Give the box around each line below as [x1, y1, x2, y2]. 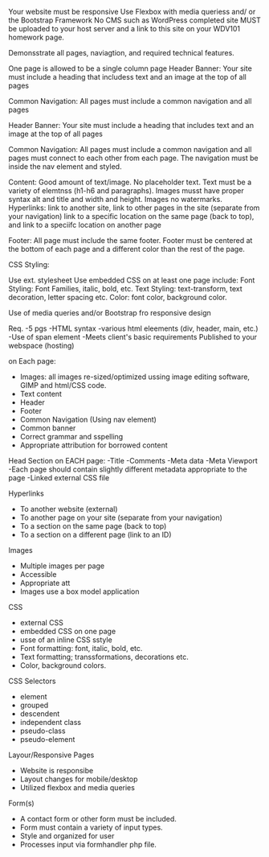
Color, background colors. [19, 661, 107, 670]
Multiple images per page [19, 561, 105, 571]
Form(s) [8, 798, 35, 808]
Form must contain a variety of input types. [19, 822, 163, 832]
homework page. [8, 32, 64, 42]
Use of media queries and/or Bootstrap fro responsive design [8, 308, 211, 317]
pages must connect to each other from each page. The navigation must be [8, 153, 259, 163]
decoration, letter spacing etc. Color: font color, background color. [8, 293, 227, 302]
